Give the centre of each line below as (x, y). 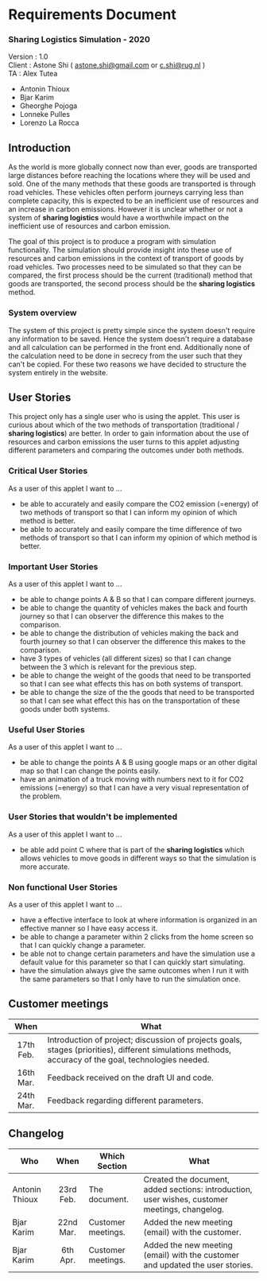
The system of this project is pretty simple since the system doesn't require (132, 330)
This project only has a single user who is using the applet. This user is (124, 417)
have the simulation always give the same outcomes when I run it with (134, 970)
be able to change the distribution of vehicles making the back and (129, 633)
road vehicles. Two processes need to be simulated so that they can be (125, 267)
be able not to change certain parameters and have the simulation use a (137, 953)
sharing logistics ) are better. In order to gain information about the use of (129, 433)
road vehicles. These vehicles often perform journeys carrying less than (126, 192)
